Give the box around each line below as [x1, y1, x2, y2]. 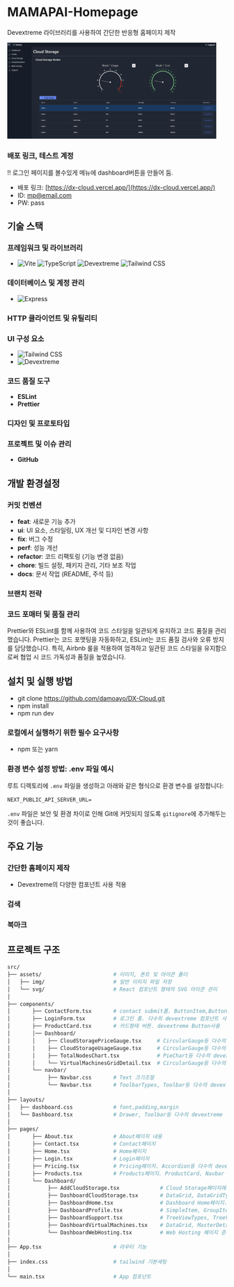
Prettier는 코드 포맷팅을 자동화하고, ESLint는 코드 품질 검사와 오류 [33, 635, 212, 643]
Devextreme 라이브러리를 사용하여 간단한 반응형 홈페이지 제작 [7, 28, 176, 36]
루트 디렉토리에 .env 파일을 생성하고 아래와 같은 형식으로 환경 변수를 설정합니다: [7, 781, 224, 790]
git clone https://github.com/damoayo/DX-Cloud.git [17, 695, 165, 703]
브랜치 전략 [7, 589, 42, 599]
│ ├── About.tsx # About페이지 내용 [7, 1133, 162, 1140]
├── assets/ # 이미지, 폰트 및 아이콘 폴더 [7, 971, 188, 978]
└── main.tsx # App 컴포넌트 [7, 1273, 152, 1280]
